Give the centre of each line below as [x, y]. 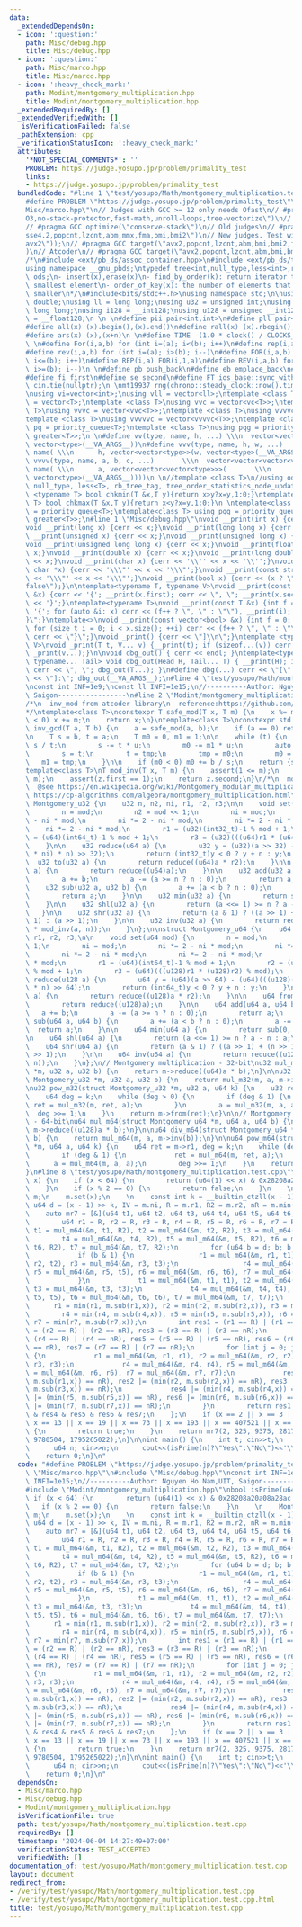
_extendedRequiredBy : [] [64, 110]
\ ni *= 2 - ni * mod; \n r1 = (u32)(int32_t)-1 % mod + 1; [159, 829]
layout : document [42, 1875]
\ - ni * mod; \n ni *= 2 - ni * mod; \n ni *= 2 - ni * [159, 820]
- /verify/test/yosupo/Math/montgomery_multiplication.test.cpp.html [142, 1899]
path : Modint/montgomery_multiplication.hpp [110, 93]
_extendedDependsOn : [56, 26]
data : [19, 18]
